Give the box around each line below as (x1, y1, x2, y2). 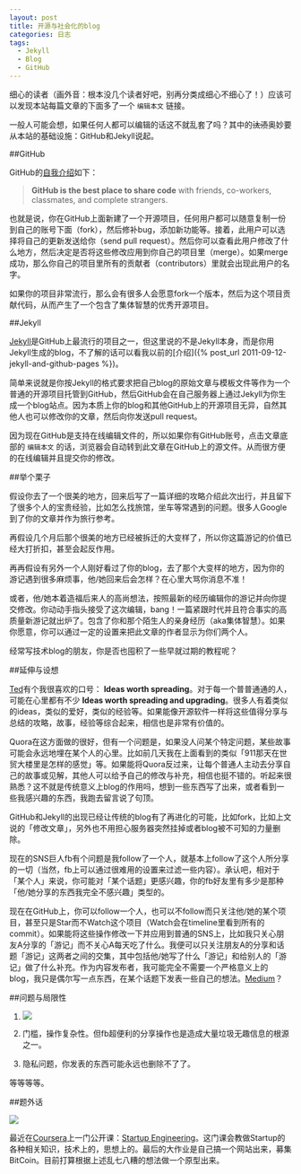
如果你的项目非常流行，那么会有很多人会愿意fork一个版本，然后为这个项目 (9, 288, 284, 299)
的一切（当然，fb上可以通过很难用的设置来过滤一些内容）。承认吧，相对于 (9, 863, 280, 875)
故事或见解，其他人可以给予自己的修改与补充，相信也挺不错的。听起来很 (24, 769, 292, 781)
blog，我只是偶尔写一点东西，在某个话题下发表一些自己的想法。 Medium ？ (9, 973, 284, 984)
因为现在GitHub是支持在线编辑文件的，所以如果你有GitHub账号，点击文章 (9, 430, 280, 441)
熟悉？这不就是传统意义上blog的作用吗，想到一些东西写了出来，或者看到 (9, 781, 277, 792)
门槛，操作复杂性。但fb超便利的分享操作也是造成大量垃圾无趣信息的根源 (21, 1028, 289, 1038)
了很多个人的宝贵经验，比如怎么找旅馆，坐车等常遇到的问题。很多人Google (9, 502, 288, 513)
